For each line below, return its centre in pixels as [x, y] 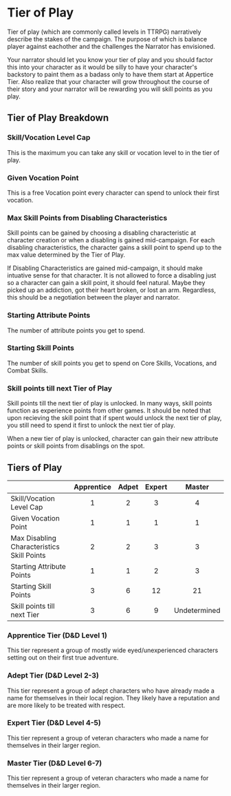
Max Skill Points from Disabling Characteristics [87, 218]
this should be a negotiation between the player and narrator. [93, 297]
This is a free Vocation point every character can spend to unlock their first [113, 192]
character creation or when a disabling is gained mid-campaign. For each [111, 240]
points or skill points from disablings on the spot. [76, 446]
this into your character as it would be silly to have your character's [102, 67]
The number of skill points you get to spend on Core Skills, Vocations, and [112, 363]
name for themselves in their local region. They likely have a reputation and [113, 698]
